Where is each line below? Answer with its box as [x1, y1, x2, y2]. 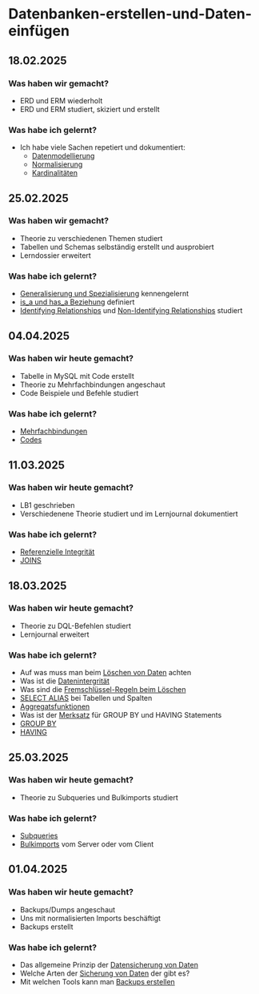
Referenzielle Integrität [19, 547, 95, 557]
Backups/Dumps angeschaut [19, 904, 116, 914]
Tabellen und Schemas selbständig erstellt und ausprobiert [19, 242, 214, 252]
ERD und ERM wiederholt [19, 95, 103, 105]
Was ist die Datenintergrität [19, 676, 110, 686]
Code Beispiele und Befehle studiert [19, 388, 139, 397]
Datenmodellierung [31, 151, 95, 161]
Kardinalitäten [31, 168, 78, 178]
